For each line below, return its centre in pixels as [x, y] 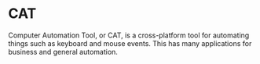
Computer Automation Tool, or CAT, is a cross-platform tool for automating [129, 35]
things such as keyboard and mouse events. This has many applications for [130, 43]
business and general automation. [63, 52]
